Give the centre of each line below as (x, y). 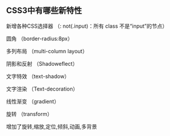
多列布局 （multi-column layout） (47, 51)
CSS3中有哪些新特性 (44, 11)
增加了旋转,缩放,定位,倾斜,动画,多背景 (52, 127)
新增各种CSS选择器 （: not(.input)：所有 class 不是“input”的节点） (87, 26)
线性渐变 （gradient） (33, 101)
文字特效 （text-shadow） (38, 76)
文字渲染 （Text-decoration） (42, 89)
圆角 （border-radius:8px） (40, 38)
